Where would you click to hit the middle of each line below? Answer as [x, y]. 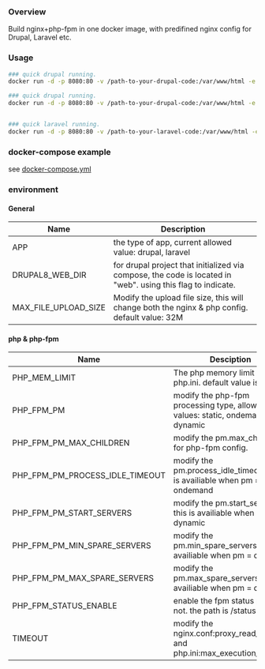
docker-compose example [60, 152]
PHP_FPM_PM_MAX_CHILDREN [71, 443]
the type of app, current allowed [173, 242]
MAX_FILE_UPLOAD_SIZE [59, 308]
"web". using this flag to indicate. [174, 285]
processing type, [205, 405]
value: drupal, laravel [152, 253]
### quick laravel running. [54, 125]
